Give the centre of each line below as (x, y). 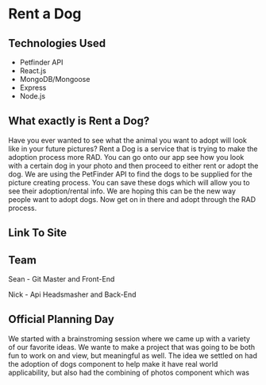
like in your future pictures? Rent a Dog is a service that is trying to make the (133, 149)
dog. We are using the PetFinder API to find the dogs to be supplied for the (130, 174)
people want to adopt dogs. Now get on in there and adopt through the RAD (132, 199)
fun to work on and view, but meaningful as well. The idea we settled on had (133, 356)
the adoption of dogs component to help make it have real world (113, 364)
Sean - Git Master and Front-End (62, 279)
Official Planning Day (62, 319)
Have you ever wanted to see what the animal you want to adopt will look (128, 140)
